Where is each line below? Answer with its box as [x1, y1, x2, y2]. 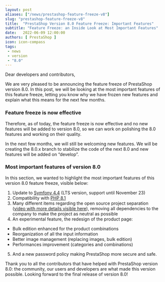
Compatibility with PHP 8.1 [12, 195, 66, 201]
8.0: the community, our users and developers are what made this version [5, 266, 156, 272]
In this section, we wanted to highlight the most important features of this [5, 174, 155, 181]
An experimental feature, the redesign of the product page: [12, 216, 133, 222]
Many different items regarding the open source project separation [12, 200, 149, 206]
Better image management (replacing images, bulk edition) [12, 236, 132, 242]
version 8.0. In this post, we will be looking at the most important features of [5, 86, 161, 92]
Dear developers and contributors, [5, 71, 75, 77]
